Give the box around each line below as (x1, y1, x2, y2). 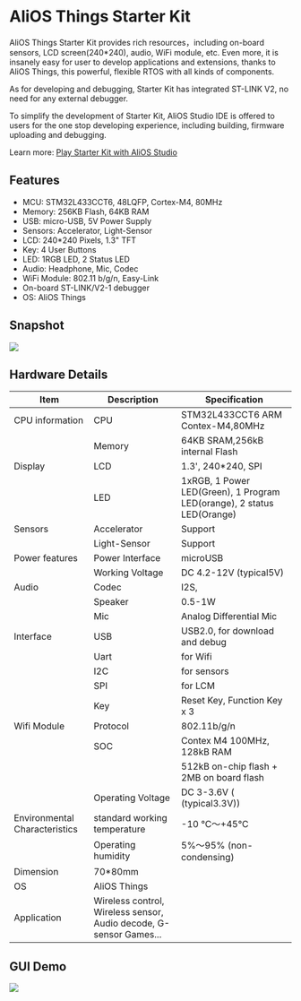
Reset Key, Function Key (180, 695, 283, 707)
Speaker (93, 596, 129, 608)
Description (107, 393, 159, 406)
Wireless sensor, (93, 906, 164, 919)
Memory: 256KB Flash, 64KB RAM (21, 206, 150, 217)
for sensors (180, 665, 229, 677)
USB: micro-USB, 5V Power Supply (21, 215, 152, 226)
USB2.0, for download (180, 625, 275, 637)
